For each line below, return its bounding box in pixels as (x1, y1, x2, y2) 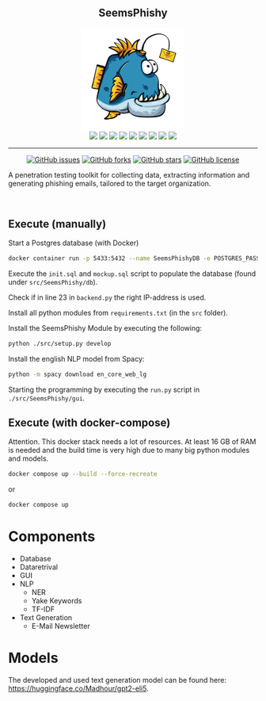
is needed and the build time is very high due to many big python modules (8, 446, 250, 455)
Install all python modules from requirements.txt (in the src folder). (8, 308, 228, 317)
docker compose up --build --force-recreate (8, 470, 158, 478)
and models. (8, 454, 49, 463)
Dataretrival (19, 562, 58, 572)
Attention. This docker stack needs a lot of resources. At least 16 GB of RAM (8, 437, 256, 446)
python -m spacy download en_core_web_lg (8, 370, 147, 378)
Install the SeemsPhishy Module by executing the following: (8, 323, 203, 332)
